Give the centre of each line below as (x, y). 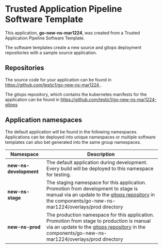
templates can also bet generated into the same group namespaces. (73, 142)
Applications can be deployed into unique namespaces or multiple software (81, 137)
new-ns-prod (24, 227)
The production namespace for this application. (100, 214)
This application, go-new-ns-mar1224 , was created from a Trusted (73, 33)
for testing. (59, 174)
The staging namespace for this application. (96, 182)
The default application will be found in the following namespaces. (71, 132)
